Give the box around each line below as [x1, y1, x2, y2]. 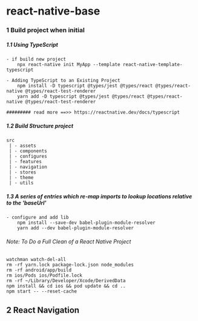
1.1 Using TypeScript [6, 41, 59, 48]
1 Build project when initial [6, 26, 85, 35]
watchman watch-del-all [6, 257, 67, 263]
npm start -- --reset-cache [6, 288, 78, 295]
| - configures [8, 154, 47, 160]
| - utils [8, 180, 34, 186]
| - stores [8, 169, 36, 175]
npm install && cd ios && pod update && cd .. [6, 283, 126, 289]
